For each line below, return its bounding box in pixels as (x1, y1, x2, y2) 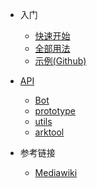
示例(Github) (34, 55, 87, 67)
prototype (34, 105, 76, 117)
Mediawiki (34, 167, 78, 178)
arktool (34, 126, 65, 138)
